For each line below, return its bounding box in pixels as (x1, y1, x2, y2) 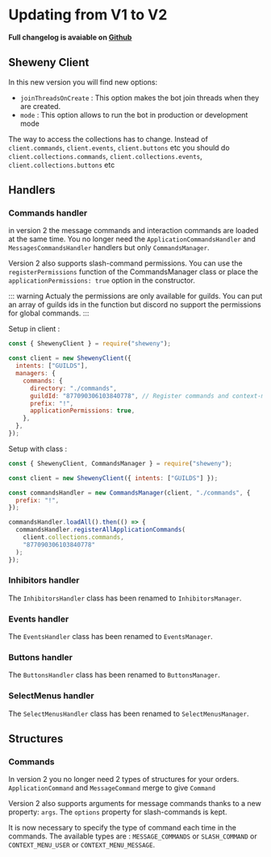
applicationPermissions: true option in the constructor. (8, 276, 195, 286)
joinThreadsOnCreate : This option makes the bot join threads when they (19, 93, 260, 102)
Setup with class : (8, 444, 68, 454)
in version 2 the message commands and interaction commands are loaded (8, 226, 259, 236)
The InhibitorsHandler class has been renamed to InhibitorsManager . (8, 593, 242, 603)
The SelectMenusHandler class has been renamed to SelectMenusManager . (8, 709, 249, 718)
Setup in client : (8, 324, 60, 334)
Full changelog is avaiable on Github (8, 32, 132, 42)
